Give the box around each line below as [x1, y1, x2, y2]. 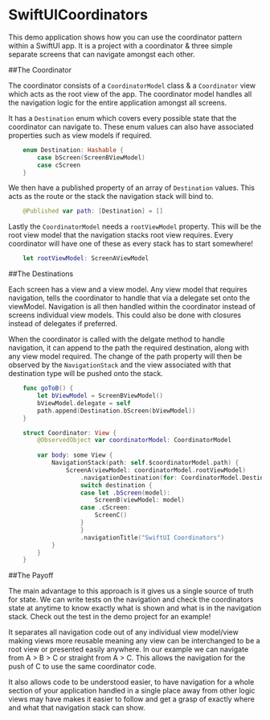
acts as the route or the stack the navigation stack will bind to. [8, 192, 214, 201]
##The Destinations [8, 269, 74, 279]
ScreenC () [94, 511, 128, 519]
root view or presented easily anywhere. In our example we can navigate [8, 644, 249, 654]
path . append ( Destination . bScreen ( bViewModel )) [37, 407, 196, 415]
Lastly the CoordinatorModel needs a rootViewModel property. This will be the [8, 221, 262, 231]
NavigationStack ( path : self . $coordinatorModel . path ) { [51, 459, 239, 467]
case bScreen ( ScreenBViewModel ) [37, 153, 146, 162]
